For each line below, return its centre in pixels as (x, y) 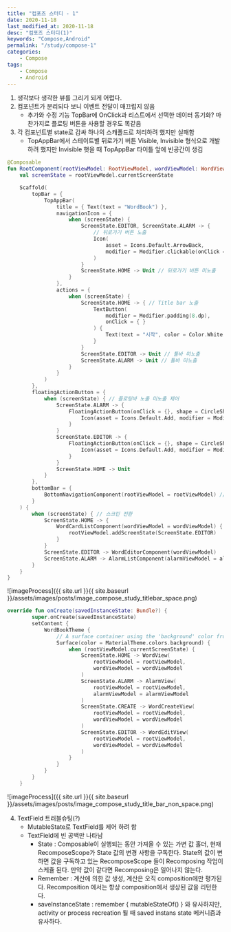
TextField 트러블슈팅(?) (48, 818)
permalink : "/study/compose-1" (52, 45)
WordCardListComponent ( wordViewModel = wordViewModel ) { (140, 527)
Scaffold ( (34, 188)
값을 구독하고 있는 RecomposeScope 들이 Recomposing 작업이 (137, 861)
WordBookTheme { (67, 630)
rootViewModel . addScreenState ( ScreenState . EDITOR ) (142, 533)
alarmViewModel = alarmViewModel (141, 694)
